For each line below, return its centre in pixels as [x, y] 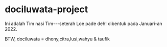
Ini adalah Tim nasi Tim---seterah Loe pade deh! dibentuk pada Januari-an [83, 24]
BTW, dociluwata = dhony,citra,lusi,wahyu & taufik [57, 39]
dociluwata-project [46, 9]
